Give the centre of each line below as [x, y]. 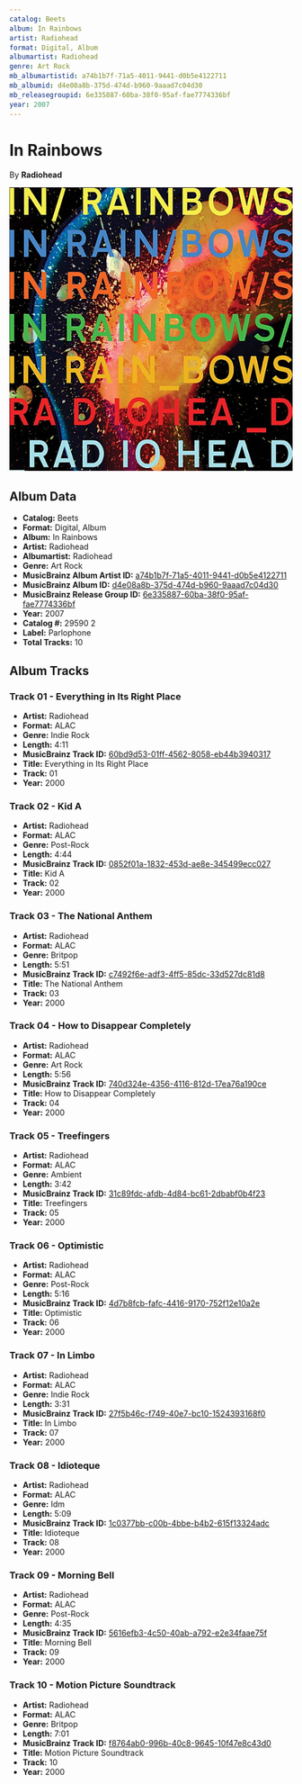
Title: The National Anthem [72, 983]
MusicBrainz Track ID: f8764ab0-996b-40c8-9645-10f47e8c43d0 [147, 1743]
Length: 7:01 [46, 1734]
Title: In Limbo [49, 1423]
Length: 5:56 [47, 1074]
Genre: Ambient [52, 1175]
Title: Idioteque [51, 1533]
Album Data [43, 496]
